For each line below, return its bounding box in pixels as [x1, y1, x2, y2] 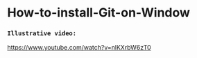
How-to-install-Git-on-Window [7, 5, 191, 21]
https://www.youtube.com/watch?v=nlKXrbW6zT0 [7, 43, 151, 52]
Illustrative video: [7, 30, 77, 37]
